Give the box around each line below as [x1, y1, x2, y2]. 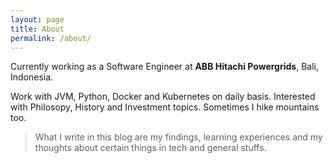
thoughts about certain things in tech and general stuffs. [34, 142, 267, 154]
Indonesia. [10, 71, 54, 83]
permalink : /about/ [10, 33, 92, 43]
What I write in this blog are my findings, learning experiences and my [34, 131, 323, 143]
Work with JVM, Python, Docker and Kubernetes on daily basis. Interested [10, 91, 316, 103]
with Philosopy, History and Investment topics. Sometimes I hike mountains [10, 101, 320, 113]
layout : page [10, 14, 65, 25]
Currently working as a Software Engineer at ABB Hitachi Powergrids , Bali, [10, 61, 319, 73]
